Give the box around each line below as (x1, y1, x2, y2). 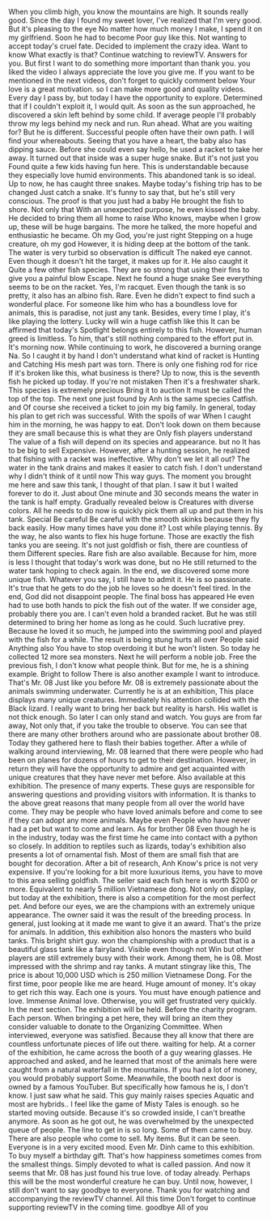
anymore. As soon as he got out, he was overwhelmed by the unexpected (8, 1116, 254, 1126)
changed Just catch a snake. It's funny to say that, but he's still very (8, 188, 236, 197)
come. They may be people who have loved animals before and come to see (8, 807, 263, 816)
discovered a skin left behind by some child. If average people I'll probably (8, 110, 256, 120)
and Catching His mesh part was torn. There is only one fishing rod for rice (8, 359, 258, 369)
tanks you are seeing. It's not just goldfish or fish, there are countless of (8, 540, 248, 550)
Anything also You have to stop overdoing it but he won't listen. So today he (8, 644, 260, 653)
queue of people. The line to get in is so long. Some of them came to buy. (8, 1125, 253, 1134)
